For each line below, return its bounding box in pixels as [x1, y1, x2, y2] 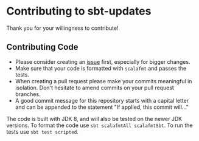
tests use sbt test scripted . [6, 128, 79, 135]
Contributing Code [6, 42, 79, 52]
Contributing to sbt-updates [6, 4, 152, 18]
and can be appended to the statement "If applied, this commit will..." [15, 103, 189, 111]
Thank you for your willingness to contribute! [6, 24, 119, 32]
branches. [15, 90, 41, 98]
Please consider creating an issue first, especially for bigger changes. [15, 58, 190, 65]
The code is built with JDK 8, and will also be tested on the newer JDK [6, 115, 183, 122]
